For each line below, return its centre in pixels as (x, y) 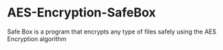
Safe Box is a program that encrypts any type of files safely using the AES (112, 32)
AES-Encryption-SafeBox (82, 13)
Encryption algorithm (37, 38)
